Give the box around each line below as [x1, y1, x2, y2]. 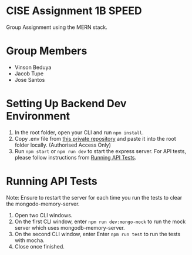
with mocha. [14, 237, 45, 244]
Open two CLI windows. [14, 211, 73, 218]
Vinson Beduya [14, 64, 52, 71]
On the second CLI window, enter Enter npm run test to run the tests [14, 230, 181, 237]
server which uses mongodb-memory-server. [14, 224, 125, 231]
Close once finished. [14, 243, 65, 250]
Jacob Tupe [14, 69, 44, 77]
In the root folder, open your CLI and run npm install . [14, 128, 144, 136]
